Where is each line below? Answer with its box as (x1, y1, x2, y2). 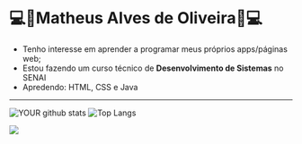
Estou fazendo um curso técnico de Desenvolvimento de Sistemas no (22, 63, 285, 73)
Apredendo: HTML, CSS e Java (22, 81, 138, 92)
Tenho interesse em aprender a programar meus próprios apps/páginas (22, 43, 288, 55)
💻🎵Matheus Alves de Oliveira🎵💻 (9, 8, 263, 29)
